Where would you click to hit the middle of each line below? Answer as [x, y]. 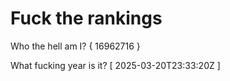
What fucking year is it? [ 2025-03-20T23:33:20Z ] [115, 65]
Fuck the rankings [86, 18]
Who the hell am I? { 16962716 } [75, 46]
